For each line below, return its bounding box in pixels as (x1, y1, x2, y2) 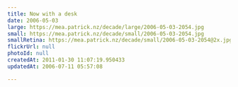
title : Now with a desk (7, 10, 78, 18)
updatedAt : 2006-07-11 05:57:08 (7, 63, 103, 70)
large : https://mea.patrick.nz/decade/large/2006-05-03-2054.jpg (7, 23, 204, 30)
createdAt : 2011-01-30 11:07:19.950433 (7, 57, 125, 64)
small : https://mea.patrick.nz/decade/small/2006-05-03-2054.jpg (7, 30, 204, 37)
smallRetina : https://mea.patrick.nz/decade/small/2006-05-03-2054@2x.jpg (7, 37, 233, 44)
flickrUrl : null (7, 43, 55, 50)
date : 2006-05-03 (7, 17, 59, 24)
